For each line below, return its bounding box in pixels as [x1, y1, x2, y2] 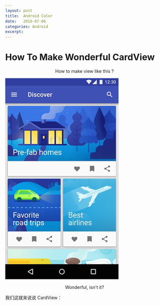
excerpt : [5, 29, 24, 35]
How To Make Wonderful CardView [5, 52, 155, 63]
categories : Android [5, 24, 49, 29]
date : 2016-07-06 [5, 19, 46, 24]
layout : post [5, 8, 33, 13]
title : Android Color [5, 13, 53, 19]
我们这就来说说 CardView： [5, 294, 62, 301]
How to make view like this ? [55, 68, 114, 74]
